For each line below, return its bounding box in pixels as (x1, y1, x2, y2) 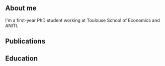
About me (5, 4, 37, 12)
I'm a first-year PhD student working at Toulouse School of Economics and (5, 17, 160, 23)
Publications (5, 37, 46, 45)
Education (5, 54, 38, 62)
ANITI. (5, 22, 19, 28)
